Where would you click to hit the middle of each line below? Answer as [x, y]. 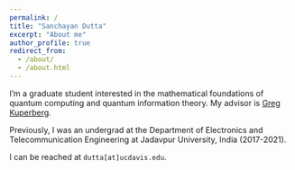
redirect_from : [38, 51]
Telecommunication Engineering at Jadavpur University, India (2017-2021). [148, 139]
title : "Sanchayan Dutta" [58, 26]
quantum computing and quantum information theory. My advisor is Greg [145, 103]
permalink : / [34, 18]
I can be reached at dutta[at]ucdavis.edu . [88, 157]
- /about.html [44, 68]
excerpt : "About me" [48, 34]
